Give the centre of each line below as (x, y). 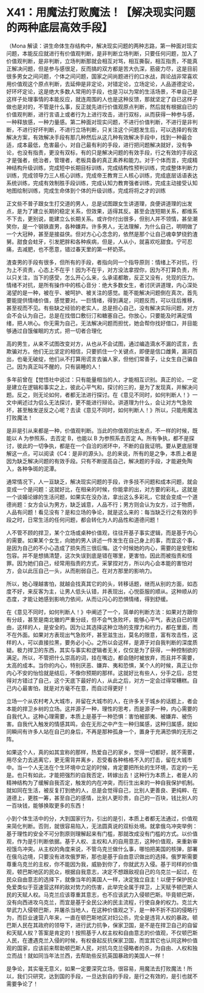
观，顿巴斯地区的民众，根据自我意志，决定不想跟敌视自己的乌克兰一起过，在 (102, 872)
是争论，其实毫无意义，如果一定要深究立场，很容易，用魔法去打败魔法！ (97, 968)
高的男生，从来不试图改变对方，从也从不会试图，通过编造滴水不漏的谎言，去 (102, 343)
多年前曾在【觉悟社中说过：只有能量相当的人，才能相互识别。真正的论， (97, 379)
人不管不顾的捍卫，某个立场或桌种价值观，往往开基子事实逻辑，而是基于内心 (102, 532)
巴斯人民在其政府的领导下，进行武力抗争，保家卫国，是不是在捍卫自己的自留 (102, 925)
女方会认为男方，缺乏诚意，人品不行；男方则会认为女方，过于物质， (112, 504)
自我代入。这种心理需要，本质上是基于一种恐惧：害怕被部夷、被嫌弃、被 (97, 716)
